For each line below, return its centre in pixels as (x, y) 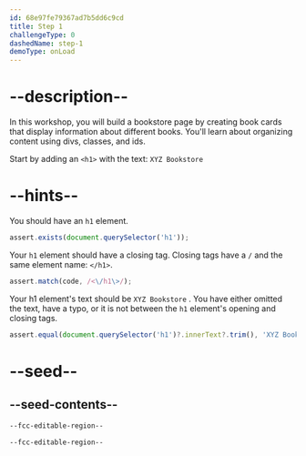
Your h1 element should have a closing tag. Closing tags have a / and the (146, 255)
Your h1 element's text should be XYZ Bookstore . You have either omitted (146, 299)
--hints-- (44, 196)
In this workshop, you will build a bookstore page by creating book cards (146, 122)
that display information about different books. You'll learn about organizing (151, 132)
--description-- (69, 97)
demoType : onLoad (42, 52)
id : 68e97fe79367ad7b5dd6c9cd (67, 18)
